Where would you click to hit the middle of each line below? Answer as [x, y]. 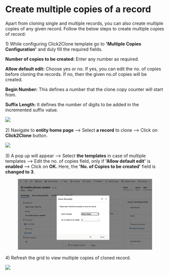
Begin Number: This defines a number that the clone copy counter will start [84, 89]
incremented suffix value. [32, 110]
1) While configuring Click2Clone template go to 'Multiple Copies [73, 43]
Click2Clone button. [27, 135]
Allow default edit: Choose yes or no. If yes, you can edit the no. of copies [83, 69]
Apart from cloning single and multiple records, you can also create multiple [84, 23]
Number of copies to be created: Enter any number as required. [72, 59]
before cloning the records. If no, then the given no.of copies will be [76, 74]
